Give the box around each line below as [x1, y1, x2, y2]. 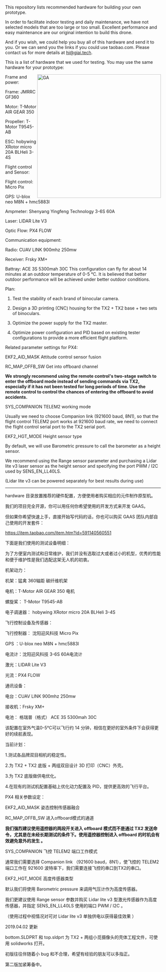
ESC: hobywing [5, 138, 37, 144]
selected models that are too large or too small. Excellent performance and [5, 24, 157, 30]
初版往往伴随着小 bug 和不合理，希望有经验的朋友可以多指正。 [5, 951, 132, 957]
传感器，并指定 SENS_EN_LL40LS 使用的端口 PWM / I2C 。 [5, 903, 125, 909]
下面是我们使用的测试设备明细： [5, 540, 70, 546]
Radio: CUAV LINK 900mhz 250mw [5, 247, 77, 253]
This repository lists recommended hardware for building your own [5, 4, 141, 10]
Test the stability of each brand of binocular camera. [12, 296, 120, 301]
